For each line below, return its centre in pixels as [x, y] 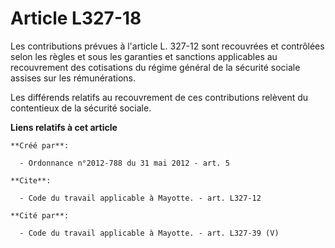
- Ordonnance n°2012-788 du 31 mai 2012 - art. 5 [124, 163]
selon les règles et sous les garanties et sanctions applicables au [144, 56]
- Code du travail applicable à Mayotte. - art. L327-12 [140, 198]
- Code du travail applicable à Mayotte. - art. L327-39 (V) [149, 233]
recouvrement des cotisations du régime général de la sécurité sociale [155, 67]
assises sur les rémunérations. [73, 78]
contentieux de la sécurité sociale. [81, 108]
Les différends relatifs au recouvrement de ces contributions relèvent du [159, 97]
